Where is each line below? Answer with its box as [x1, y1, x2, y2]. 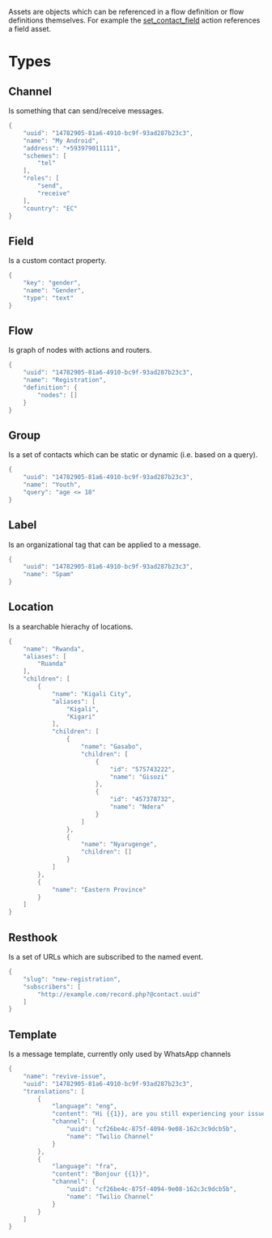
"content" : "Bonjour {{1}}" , [51, 1170, 151, 1178]
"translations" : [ [23, 1087, 85, 1096]
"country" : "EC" [23, 204, 79, 213]
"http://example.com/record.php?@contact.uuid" [37, 990, 201, 998]
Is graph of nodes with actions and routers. [8, 346, 152, 355]
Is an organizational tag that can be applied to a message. [8, 540, 202, 549]
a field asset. [8, 24, 51, 33]
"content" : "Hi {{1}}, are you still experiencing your [51, 1110, 244, 1118]
